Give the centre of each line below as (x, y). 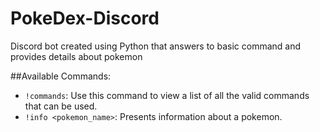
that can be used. (61, 106)
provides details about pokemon (76, 56)
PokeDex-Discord (85, 18)
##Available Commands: (61, 76)
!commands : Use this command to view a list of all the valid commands (167, 95)
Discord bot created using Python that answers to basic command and (156, 46)
